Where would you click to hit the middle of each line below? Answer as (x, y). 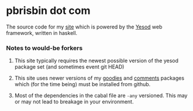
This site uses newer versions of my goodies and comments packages (99, 78)
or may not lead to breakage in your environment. (74, 102)
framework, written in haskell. (42, 33)
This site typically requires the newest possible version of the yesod (96, 61)
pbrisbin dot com (48, 11)
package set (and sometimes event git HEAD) (69, 67)
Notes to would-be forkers (44, 48)
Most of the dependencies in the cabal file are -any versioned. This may (101, 96)
